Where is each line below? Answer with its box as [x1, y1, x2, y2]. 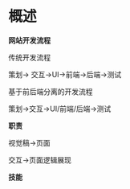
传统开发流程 [8, 52, 51, 62]
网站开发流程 [8, 35, 51, 45]
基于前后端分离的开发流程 [8, 86, 93, 97]
